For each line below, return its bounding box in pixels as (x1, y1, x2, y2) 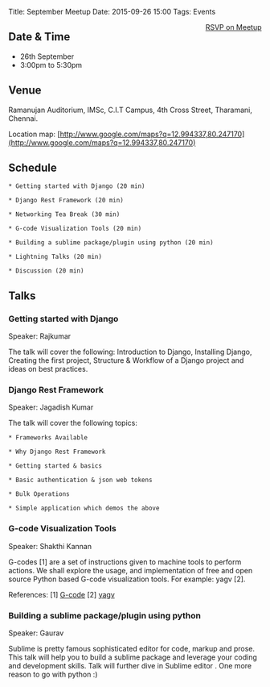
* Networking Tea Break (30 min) (8, 210, 121, 219)
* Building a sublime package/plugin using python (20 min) (8, 239, 215, 247)
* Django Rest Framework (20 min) (8, 197, 125, 205)
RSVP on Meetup (205, 23, 262, 31)
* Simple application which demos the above (8, 504, 160, 513)
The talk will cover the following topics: (8, 418, 138, 428)
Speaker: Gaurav (8, 628, 64, 638)
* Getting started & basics (8, 462, 103, 470)
